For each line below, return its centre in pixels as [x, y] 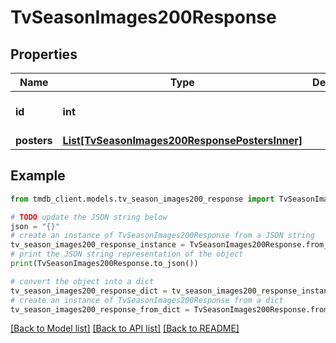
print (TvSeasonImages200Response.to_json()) [104, 264]
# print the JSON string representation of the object [127, 254]
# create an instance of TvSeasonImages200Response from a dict [147, 300]
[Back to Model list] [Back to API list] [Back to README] [125, 328]
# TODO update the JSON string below [89, 217]
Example [38, 176]
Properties [44, 54]
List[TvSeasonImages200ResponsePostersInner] [182, 140]
